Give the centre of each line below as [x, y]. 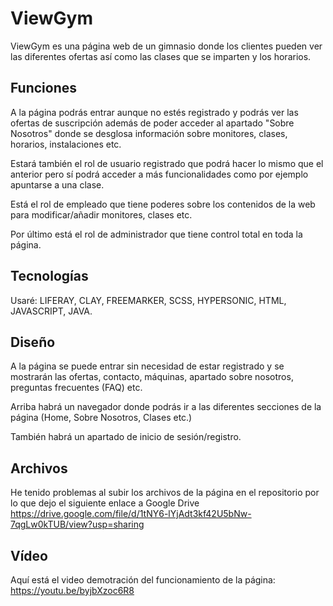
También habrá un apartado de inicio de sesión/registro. [126, 437]
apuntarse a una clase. [57, 184]
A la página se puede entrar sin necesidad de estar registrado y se [147, 366]
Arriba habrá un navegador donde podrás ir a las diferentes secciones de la [166, 407]
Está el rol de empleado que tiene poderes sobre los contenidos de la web [163, 204]
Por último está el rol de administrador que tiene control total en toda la [156, 234]
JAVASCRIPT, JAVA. [51, 311]
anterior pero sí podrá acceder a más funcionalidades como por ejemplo [159, 174]
